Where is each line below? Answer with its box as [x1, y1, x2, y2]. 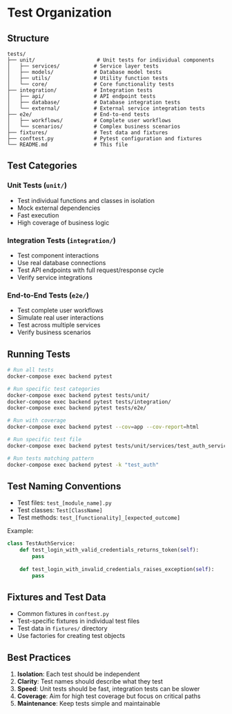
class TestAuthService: [7, 540, 76, 547]
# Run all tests [7, 367, 54, 374]
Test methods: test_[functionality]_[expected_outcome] [17, 513, 181, 522]
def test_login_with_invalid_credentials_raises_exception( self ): [19, 566, 215, 572]
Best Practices [7, 651, 71, 664]
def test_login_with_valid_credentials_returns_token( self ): [19, 547, 199, 554]
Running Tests [7, 348, 70, 360]
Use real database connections [17, 258, 106, 267]
